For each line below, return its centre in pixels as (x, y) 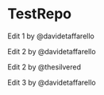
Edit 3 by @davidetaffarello (52, 82)
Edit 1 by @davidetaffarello (51, 36)
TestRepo (40, 14)
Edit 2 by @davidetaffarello (52, 51)
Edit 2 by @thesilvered (44, 67)
